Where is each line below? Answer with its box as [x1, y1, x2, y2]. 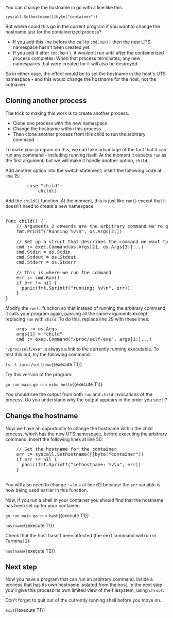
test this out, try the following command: [5, 351, 91, 357]
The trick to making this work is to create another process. [5, 110, 130, 116]
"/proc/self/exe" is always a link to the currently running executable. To [5, 346, 159, 352]
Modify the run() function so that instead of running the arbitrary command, [5, 305, 167, 311]
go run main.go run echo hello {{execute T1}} [5, 381, 103, 387]
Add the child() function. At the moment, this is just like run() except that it [5, 198, 166, 204]
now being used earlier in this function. [5, 487, 89, 493]
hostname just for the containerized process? [5, 29, 102, 35]
